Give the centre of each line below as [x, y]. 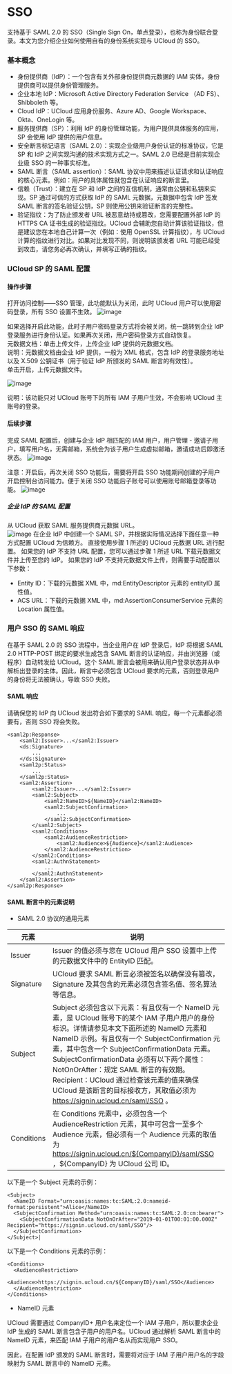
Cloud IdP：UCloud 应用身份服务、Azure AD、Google [94, 111]
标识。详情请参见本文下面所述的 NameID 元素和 [130, 1028]
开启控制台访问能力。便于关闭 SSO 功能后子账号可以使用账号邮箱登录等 [109, 481]
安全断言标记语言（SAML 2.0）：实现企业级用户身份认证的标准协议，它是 [120, 146]
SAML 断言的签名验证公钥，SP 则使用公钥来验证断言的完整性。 [107, 206]
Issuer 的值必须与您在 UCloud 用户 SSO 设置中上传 [135, 951]
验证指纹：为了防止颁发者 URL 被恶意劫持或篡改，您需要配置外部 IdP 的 [119, 215]
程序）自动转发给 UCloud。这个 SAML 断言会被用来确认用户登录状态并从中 [114, 662]
